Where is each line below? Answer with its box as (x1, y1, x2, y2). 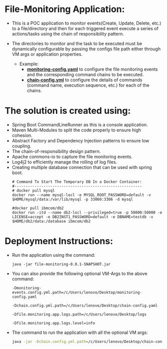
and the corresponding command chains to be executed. (26, 71, 144, 77)
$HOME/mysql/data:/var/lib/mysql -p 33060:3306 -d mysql (11, 197, 133, 202)
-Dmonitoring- (11, 285, 41, 290)
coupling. (11, 143, 31, 149)
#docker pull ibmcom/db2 (11, 206, 64, 211)
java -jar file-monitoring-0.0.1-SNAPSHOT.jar (11, 262, 111, 267)
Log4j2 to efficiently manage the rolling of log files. (11, 159, 117, 165)
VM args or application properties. (11, 51, 83, 57)
